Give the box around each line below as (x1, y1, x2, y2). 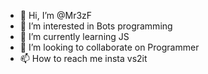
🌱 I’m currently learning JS (19, 31, 130, 42)
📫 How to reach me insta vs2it (19, 53, 148, 64)
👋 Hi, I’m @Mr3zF (19, 10, 93, 21)
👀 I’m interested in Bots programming (19, 20, 173, 32)
